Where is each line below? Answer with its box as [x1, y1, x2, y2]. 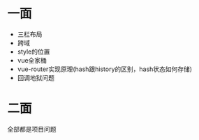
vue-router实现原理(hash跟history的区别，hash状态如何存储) [17, 65, 193, 73]
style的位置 [17, 47, 50, 56]
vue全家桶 [17, 56, 47, 64]
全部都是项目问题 [7, 125, 57, 133]
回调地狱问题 [17, 73, 54, 81]
